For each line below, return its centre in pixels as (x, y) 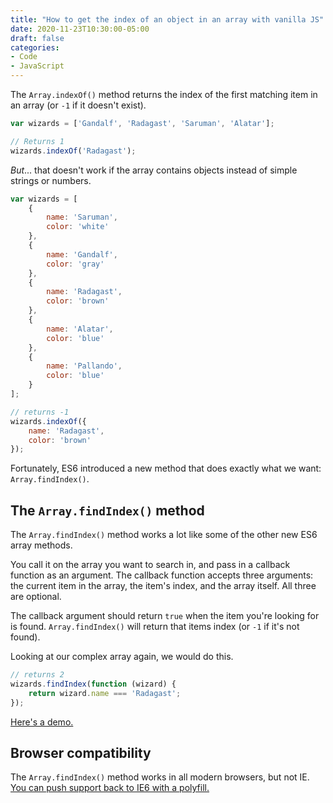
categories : (35, 47)
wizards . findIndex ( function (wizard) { (93, 684)
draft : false (37, 38)
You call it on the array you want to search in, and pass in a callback (150, 565)
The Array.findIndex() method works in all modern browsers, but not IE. (160, 777)
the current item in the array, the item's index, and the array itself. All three (163, 586)
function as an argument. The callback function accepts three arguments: (162, 575)
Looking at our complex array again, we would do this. (122, 657)
